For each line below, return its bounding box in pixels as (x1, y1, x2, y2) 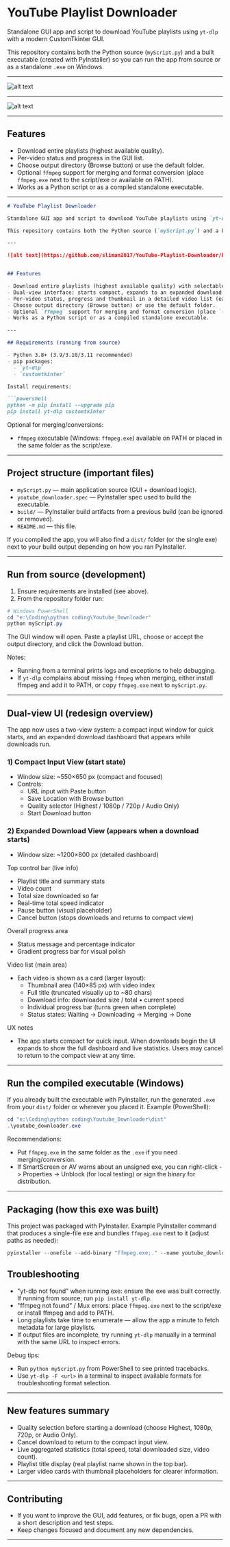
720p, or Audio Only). (16, 1431, 78, 1439)
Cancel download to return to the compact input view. (16, 1437, 169, 1446)
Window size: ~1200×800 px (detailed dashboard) (16, 850, 159, 858)
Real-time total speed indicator (16, 899, 105, 907)
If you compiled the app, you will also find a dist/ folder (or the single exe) (7, 535, 218, 543)
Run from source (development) (7, 569, 146, 580)
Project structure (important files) (7, 467, 155, 479)
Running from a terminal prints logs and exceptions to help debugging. (16, 667, 216, 675)
